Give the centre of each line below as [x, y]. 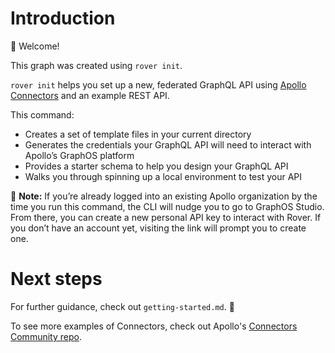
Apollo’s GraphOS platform [79, 155]
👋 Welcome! [35, 46]
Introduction [63, 18]
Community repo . [46, 336]
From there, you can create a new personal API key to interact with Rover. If [166, 217]
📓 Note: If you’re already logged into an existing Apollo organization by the [164, 196]
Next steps [56, 279]
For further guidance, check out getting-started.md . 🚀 [122, 306]
